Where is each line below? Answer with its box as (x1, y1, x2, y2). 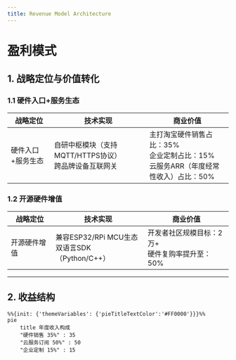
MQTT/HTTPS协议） (53, 150, 122, 160)
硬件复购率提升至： (147, 249, 211, 259)
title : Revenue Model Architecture (7, 10, 112, 18)
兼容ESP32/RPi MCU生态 (55, 232, 138, 242)
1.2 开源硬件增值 (7, 194, 63, 204)
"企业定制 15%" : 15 (20, 346, 76, 354)
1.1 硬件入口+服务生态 (7, 96, 79, 105)
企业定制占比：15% (149, 150, 215, 160)
